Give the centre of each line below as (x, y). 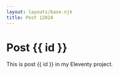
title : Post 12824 (30, 18)
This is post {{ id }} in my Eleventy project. (60, 64)
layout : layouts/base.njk (39, 12)
